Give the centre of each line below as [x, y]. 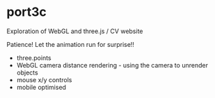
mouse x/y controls [44, 79]
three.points [34, 58]
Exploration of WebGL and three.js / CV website [75, 31]
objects [27, 72]
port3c [26, 12]
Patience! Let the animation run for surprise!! [71, 44]
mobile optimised [41, 87]
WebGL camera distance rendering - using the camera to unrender [112, 65]
